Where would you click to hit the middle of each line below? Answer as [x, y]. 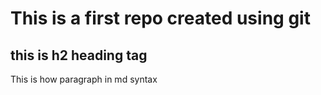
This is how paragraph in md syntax [84, 79]
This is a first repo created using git [160, 18]
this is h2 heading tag [79, 55]
